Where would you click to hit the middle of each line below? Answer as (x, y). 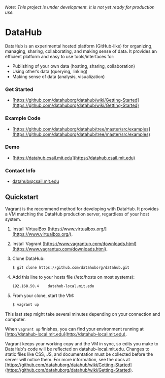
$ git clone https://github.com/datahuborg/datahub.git (71, 267)
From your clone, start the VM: (43, 295)
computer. (16, 319)
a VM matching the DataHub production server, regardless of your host (77, 214)
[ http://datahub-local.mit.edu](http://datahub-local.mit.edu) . (66, 334)
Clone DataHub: (28, 258)
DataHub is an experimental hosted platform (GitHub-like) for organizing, (79, 46)
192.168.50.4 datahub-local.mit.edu (53, 286)
